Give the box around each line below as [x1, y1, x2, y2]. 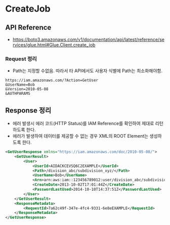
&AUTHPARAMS [5, 91, 30, 96]
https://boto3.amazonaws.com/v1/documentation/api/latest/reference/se [12, 36, 164, 42]
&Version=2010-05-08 [5, 87, 49, 92]
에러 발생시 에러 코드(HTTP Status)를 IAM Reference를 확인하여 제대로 [12, 121, 154, 127]
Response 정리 [5, 106, 52, 115]
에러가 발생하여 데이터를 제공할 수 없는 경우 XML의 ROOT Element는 [12, 133, 149, 139]
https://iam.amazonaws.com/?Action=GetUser [5, 78, 99, 83]
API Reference [5, 23, 52, 32]
